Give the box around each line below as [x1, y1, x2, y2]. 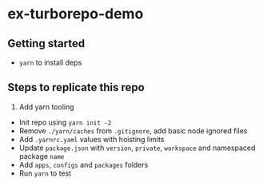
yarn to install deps [18, 57, 82, 67]
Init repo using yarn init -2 [18, 117, 112, 127]
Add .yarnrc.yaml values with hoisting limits [18, 134, 165, 144]
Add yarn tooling [18, 101, 74, 112]
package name [18, 151, 65, 160]
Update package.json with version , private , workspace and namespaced [18, 143, 256, 152]
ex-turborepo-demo [7, 5, 144, 23]
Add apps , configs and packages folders [18, 160, 149, 169]
